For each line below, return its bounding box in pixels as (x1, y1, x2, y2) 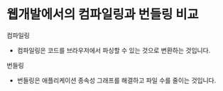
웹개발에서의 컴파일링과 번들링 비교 (6, 6, 200, 23)
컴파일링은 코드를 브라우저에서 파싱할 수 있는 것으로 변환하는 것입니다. (16, 46, 211, 54)
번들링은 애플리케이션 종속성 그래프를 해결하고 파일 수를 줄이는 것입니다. (16, 75, 217, 85)
